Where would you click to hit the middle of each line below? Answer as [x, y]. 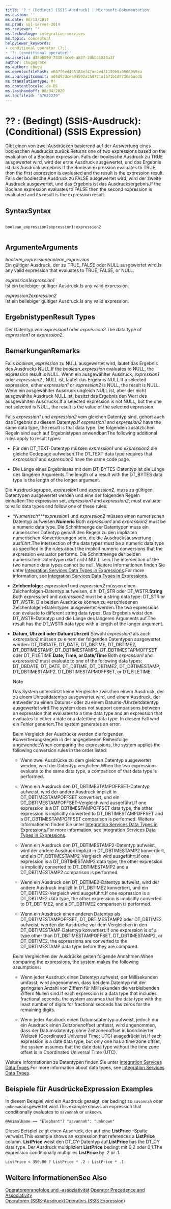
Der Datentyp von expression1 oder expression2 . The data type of [74, 329]
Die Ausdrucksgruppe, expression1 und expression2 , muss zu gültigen [79, 490]
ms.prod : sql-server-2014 [33, 24]
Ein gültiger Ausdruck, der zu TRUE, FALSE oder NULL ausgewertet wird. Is [83, 265]
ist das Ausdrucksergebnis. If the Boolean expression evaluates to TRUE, [81, 168]
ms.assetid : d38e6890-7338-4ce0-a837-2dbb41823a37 [60, 58]
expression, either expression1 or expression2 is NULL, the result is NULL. [83, 385]
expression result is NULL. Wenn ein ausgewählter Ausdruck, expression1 [82, 374]
